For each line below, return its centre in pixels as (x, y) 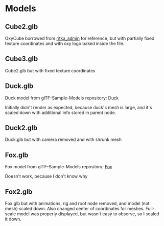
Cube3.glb (22, 59)
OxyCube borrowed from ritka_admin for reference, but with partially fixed (80, 38)
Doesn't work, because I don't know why (46, 176)
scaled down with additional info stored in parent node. (60, 113)
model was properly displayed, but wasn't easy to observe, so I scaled (88, 214)
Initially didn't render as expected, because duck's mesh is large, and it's (79, 107)
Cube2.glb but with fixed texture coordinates (50, 70)
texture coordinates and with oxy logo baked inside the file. (65, 44)
